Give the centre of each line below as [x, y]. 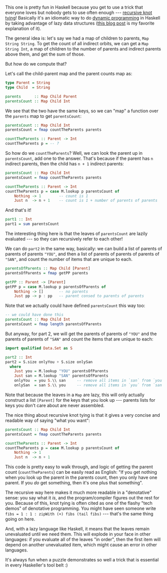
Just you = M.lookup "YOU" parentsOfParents [61, 371]
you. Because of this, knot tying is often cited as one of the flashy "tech [79, 503]
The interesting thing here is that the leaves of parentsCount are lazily [76, 233]
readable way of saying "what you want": [47, 420]
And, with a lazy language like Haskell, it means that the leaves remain [77, 529]
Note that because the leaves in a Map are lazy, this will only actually [75, 395]
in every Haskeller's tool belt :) [37, 565]
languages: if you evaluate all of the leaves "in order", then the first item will [83, 539]
